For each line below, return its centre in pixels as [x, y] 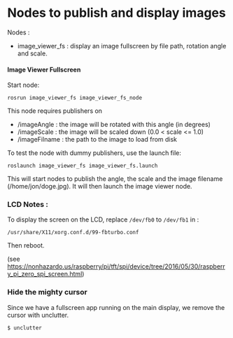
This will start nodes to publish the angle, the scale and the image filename [115, 179]
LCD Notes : [28, 205]
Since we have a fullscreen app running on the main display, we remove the [116, 307]
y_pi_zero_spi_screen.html [45, 274]
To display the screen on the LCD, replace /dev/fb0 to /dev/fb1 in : [103, 219]
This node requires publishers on [55, 111]
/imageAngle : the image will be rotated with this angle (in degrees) [114, 125]
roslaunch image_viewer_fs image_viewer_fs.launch [83, 166]
